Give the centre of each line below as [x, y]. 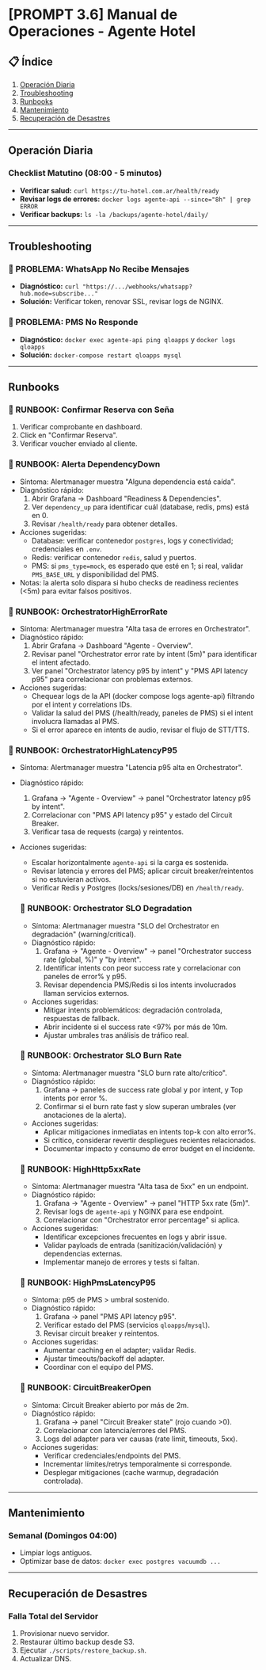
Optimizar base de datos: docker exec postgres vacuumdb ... [120, 1561]
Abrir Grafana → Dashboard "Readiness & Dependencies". [126, 498]
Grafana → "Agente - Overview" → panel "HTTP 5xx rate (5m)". [147, 1203]
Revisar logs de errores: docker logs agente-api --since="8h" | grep [135, 199]
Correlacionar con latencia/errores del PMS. [115, 1430]
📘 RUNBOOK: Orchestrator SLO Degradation [106, 909]
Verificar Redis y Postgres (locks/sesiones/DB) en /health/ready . [137, 888]
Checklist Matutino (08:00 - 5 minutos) [85, 173]
